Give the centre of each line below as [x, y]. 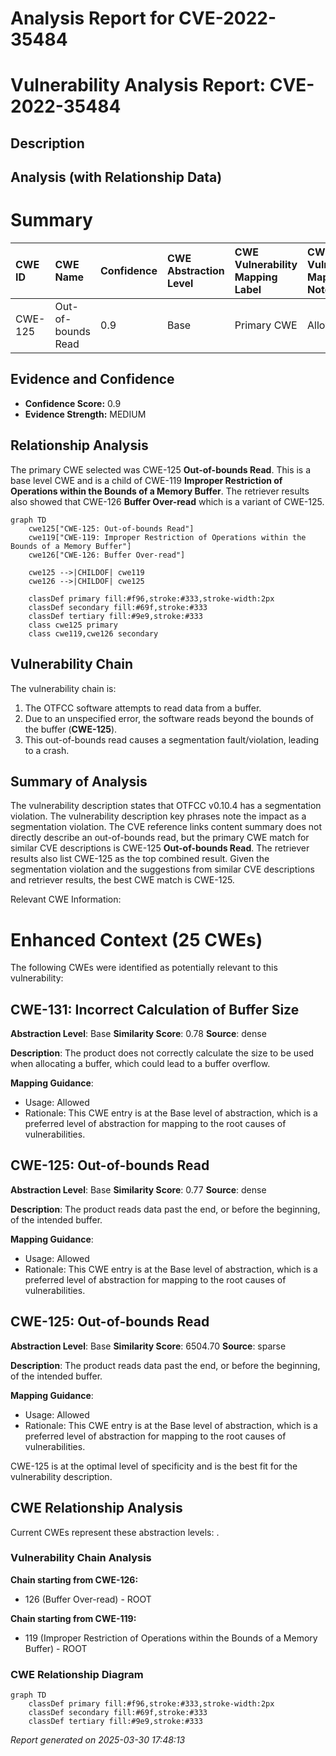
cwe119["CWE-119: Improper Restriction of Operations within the [167, 537]
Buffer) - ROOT [56, 1648]
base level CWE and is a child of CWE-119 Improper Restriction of [146, 480]
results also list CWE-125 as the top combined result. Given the [140, 859]
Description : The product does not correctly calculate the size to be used [162, 1053]
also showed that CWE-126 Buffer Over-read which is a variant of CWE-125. [167, 501]
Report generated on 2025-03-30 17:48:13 [98, 1740]
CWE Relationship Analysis [96, 1508]
